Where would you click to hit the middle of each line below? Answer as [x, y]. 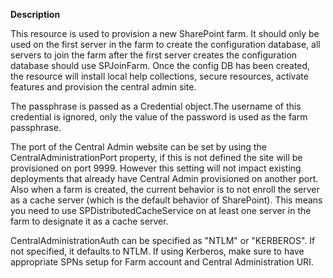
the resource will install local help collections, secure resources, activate [159, 76]
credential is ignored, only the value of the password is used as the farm [159, 117]
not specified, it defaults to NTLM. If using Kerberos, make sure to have [157, 251]
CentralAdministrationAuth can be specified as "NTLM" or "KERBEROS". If [163, 240]
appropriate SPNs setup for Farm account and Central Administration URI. [162, 262]
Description [35, 14]
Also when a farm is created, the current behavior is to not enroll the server [165, 189]
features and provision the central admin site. [103, 87]
